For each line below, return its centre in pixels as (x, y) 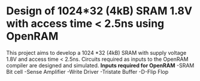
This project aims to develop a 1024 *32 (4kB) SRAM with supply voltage (96, 52)
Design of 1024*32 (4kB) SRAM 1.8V (99, 11)
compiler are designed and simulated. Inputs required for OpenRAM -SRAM (100, 65)
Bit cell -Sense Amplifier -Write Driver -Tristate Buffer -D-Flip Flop (87, 71)
